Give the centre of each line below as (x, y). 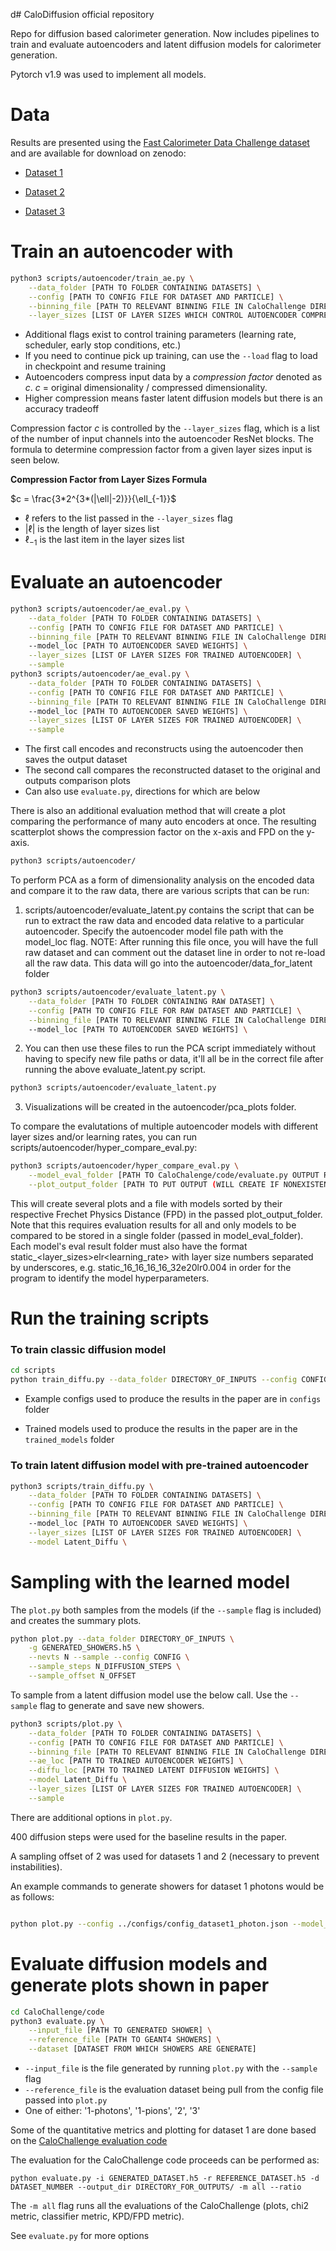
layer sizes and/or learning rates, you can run (103, 1137)
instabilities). (36, 1866)
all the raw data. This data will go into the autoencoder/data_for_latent (168, 963)
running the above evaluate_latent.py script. (115, 1070)
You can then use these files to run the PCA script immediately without (170, 1048)
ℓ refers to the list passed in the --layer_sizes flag (128, 518)
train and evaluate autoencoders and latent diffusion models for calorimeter (166, 44)
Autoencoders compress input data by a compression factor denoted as (173, 377)
